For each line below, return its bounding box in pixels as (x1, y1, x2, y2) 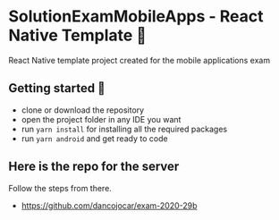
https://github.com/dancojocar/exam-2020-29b (21, 199, 198, 211)
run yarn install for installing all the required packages (21, 123, 228, 134)
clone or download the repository (21, 105, 145, 115)
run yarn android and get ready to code (21, 132, 168, 144)
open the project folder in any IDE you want (21, 114, 182, 124)
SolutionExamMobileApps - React (8, 6, 265, 27)
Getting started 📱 (8, 80, 106, 96)
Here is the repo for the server (8, 159, 180, 174)
